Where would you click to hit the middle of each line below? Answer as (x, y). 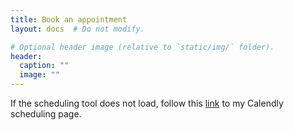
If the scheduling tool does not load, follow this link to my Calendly (147, 103)
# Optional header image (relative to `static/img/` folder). (142, 47)
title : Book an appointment (69, 19)
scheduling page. (46, 114)
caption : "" (44, 66)
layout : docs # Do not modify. (77, 29)
